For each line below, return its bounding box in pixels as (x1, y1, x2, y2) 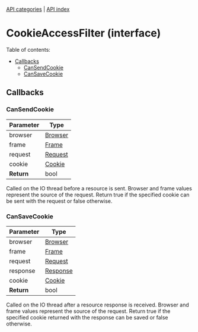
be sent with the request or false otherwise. (6, 197, 113, 205)
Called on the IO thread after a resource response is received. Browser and (6, 301, 189, 308)
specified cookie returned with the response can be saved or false (6, 314, 168, 321)
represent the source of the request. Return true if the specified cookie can (6, 191, 190, 198)
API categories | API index (6, 6, 70, 12)
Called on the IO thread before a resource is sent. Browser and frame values (6, 184, 193, 192)
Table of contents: (6, 46, 50, 53)
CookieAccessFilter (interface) (6, 27, 161, 40)
